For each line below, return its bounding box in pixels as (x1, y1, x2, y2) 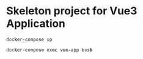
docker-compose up (6, 36, 52, 42)
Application (6, 17, 65, 30)
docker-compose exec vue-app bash (6, 46, 93, 53)
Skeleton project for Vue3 (6, 4, 138, 18)
